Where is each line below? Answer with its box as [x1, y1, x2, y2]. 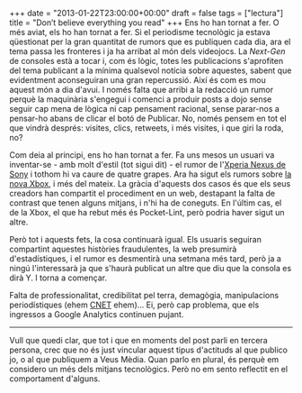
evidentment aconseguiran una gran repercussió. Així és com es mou [9, 75, 267, 85]
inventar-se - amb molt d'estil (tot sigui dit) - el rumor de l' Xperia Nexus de [9, 160, 286, 169]
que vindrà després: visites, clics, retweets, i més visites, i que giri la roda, [9, 123, 285, 133]
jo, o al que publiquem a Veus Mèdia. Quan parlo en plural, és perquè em [9, 354, 280, 364]
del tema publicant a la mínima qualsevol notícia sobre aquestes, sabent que [9, 65, 292, 76]
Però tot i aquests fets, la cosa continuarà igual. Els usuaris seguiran [9, 234, 262, 244]
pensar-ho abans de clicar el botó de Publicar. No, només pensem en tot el [9, 113, 287, 123]
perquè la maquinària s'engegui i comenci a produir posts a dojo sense [9, 94, 272, 105]
